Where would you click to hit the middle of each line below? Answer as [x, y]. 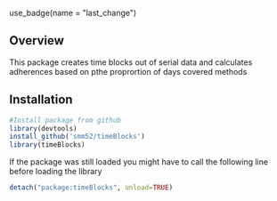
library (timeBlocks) [48, 145]
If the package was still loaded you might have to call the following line [139, 162]
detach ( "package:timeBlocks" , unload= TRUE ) [91, 188]
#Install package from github [65, 120]
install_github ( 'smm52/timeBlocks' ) [77, 137]
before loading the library [56, 172]
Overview [37, 40]
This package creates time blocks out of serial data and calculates [131, 62]
